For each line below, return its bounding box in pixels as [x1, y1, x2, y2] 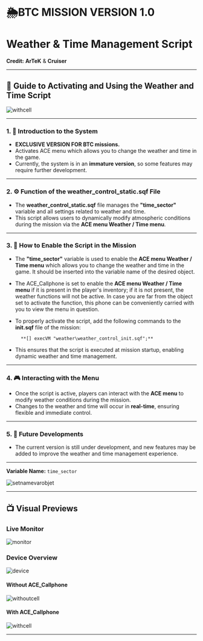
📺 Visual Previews [6, 503, 78, 514]
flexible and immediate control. [14, 409, 92, 417]
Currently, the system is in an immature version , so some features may [14, 160, 193, 167]
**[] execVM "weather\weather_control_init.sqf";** [21, 335, 153, 341]
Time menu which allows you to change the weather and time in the [14, 261, 184, 269]
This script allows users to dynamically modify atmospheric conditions [14, 214, 191, 221]
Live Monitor [6, 525, 44, 533]
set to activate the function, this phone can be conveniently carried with [14, 299, 195, 306]
